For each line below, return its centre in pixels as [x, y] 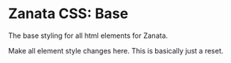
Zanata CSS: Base [68, 14]
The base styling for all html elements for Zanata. [88, 35]
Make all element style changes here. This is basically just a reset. [116, 50]
